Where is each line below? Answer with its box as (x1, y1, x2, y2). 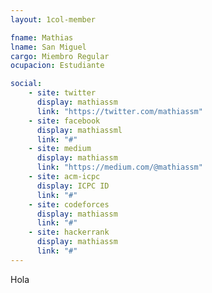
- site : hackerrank (28, 227, 110, 238)
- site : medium (28, 144, 92, 154)
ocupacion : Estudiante (10, 61, 105, 71)
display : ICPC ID (36, 181, 110, 191)
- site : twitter (28, 88, 97, 98)
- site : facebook (28, 116, 101, 126)
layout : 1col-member (10, 14, 97, 25)
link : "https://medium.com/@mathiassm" (36, 162, 203, 173)
